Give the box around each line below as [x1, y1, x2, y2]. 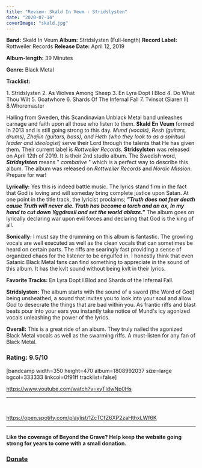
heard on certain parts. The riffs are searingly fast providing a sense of [6, 246, 182, 253]
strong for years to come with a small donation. [6, 440, 127, 447]
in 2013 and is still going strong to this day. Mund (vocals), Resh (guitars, [6, 127, 186, 134]
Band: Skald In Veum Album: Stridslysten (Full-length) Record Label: [6, 37, 177, 44]
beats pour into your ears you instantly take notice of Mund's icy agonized [6, 307, 191, 315]
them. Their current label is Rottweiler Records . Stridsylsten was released [6, 146, 190, 153]
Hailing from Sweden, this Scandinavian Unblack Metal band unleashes [6, 114, 183, 121]
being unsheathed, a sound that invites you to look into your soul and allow [6, 295, 192, 302]
